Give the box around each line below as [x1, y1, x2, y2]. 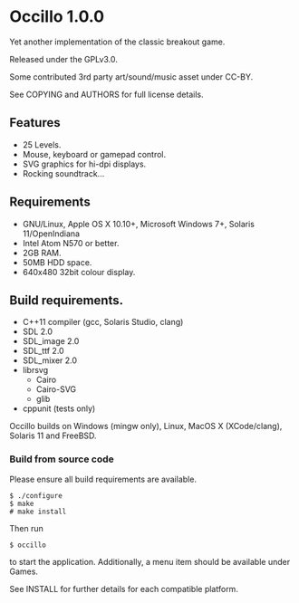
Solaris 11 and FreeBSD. [9, 430, 97, 441]
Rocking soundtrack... [22, 167, 105, 178]
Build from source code [9, 453, 115, 465]
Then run [9, 522, 43, 533]
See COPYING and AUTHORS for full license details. [9, 89, 204, 100]
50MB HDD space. [22, 256, 92, 268]
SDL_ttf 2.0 [22, 346, 65, 357]
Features [9, 115, 61, 130]
